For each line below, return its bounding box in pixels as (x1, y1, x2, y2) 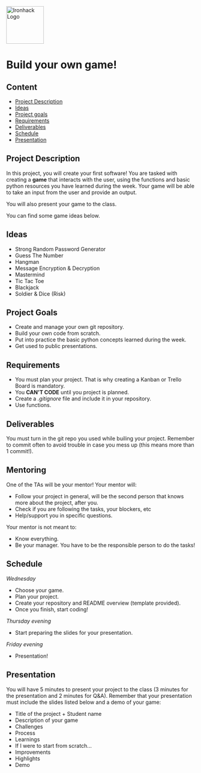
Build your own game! (6, 58, 117, 72)
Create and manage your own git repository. (14, 323, 124, 331)
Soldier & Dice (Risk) (14, 290, 66, 297)
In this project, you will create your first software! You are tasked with (6, 170, 178, 177)
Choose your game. (14, 586, 64, 594)
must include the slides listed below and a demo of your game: (6, 698, 161, 706)
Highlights (14, 754, 40, 762)
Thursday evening (6, 617, 52, 625)
